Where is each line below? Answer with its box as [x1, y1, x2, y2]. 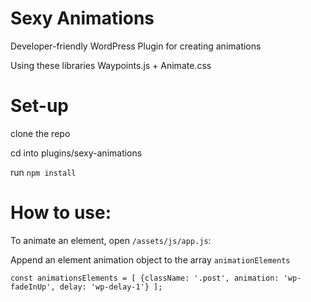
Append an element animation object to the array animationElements [10, 253, 291, 266]
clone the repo [10, 127, 71, 139]
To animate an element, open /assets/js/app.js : [10, 234, 212, 246]
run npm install [10, 166, 77, 178]
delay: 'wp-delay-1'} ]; [59, 282, 163, 292]
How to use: [10, 202, 112, 224]
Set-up [10, 95, 69, 117]
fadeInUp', [10, 282, 56, 292]
